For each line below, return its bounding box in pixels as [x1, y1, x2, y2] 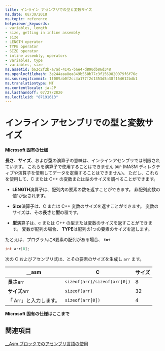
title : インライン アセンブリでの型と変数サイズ [5, 7, 93, 12]
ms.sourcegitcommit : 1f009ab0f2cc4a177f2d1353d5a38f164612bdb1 [5, 76, 138, 81]
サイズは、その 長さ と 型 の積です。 [12, 210, 81, 216]
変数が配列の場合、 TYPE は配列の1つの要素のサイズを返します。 [22, 226, 153, 232]
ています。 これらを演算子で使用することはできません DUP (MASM [5, 164, 138, 170]
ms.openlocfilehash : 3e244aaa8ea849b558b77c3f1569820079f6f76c [5, 72, 138, 77]
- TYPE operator [5, 44, 38, 49]
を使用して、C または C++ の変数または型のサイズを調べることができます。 [5, 176, 158, 182]
